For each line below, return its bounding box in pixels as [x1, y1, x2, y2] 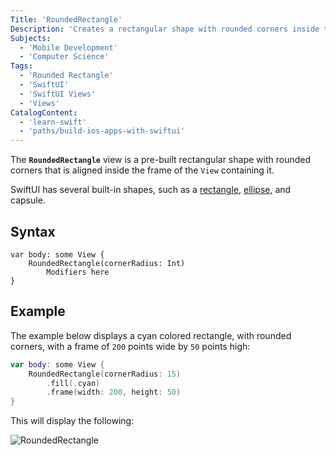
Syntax [10, 223, 56, 240]
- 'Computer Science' [19, 52, 110, 62]
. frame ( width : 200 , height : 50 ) [46, 387, 182, 398]
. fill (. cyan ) [46, 378, 101, 388]
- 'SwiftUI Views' [19, 89, 97, 99]
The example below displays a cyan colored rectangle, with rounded [10, 329, 292, 341]
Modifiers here [46, 267, 110, 277]
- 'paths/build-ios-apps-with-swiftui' [19, 126, 186, 136]
